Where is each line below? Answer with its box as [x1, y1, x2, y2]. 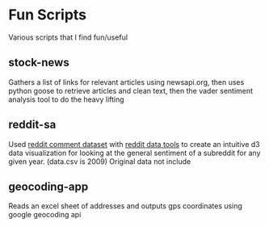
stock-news [8, 56, 70, 69]
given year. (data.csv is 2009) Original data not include [8, 156, 191, 166]
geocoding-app [8, 179, 89, 193]
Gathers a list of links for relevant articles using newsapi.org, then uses [8, 77, 245, 86]
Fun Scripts [8, 6, 87, 24]
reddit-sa [8, 118, 57, 132]
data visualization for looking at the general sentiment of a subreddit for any [8, 148, 261, 158]
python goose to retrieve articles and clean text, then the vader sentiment [8, 86, 253, 95]
